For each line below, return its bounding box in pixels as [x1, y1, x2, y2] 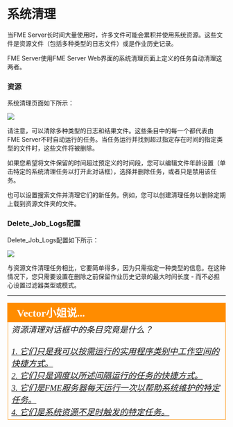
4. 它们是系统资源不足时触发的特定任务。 [11, 407, 170, 417]
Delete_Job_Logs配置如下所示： [7, 235, 99, 244]
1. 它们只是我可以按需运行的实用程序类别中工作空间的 [11, 346, 220, 356]
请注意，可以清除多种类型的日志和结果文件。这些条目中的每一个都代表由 [7, 126, 214, 135]
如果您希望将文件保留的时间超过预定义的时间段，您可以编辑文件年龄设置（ [7, 159, 220, 167]
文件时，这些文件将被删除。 [19, 144, 98, 153]
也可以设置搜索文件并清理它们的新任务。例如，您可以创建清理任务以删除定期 [7, 191, 226, 199]
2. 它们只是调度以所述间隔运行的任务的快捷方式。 [11, 371, 203, 380]
